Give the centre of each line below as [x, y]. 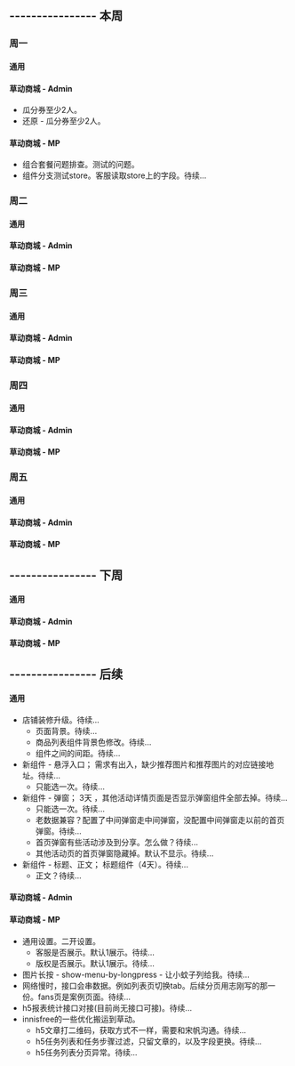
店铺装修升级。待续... [60, 720]
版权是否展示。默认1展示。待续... [95, 963]
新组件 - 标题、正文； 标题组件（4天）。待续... [105, 864]
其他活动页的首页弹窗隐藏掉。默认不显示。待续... [124, 853]
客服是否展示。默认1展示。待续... [95, 952]
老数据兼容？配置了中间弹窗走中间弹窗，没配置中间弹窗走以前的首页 [160, 820]
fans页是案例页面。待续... [84, 997]
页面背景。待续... [66, 731]
